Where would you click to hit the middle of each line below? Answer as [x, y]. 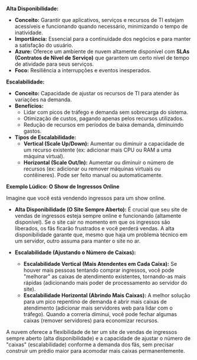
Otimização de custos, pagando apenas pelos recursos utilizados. [104, 118]
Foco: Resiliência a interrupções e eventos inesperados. [83, 70]
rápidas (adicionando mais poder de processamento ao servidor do [105, 283]
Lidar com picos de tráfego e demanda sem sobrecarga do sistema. [106, 112]
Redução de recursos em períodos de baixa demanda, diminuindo [104, 125]
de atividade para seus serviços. [54, 64]
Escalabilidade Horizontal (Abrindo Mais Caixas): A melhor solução [107, 295]
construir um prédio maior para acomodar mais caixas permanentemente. [96, 351]
